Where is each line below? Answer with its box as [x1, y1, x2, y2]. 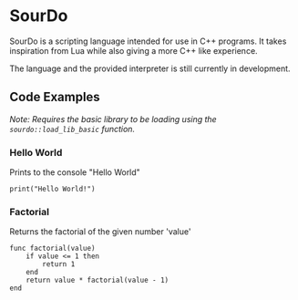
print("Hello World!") [9, 184, 96, 194]
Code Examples [9, 89, 100, 105]
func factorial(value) [9, 243, 96, 253]
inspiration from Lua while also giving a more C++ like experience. [9, 45, 258, 56]
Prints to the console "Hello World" [9, 167, 141, 178]
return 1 [42, 260, 76, 269]
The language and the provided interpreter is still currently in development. [9, 63, 291, 74]
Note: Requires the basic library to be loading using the [9, 113, 217, 124]
